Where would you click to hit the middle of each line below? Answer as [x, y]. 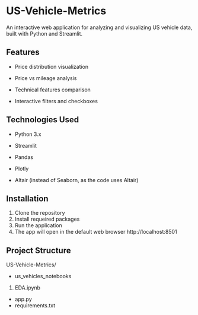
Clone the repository [40, 213]
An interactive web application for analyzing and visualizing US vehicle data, [99, 27]
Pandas [24, 157]
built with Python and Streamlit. [44, 33]
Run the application [38, 225]
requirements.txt [35, 306]
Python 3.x [28, 134]
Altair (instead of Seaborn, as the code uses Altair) [76, 180]
